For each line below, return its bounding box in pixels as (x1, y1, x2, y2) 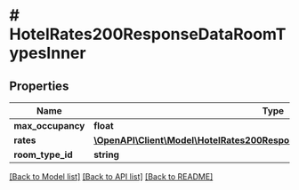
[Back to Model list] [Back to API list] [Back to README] (9, 171, 214, 182)
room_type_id (13, 148, 73, 161)
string (93, 148, 120, 161)
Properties (9, 78, 69, 93)
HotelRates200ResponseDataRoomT (9, 24, 287, 44)
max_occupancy (13, 120, 85, 131)
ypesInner (9, 44, 86, 63)
